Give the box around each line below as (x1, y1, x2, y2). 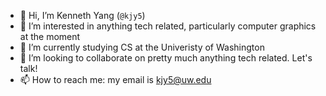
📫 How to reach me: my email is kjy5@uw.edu (19, 74, 212, 85)
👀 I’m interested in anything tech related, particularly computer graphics (19, 20, 317, 32)
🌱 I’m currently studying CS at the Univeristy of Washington (19, 41, 265, 53)
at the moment (19, 31, 81, 42)
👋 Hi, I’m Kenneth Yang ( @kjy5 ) (19, 10, 146, 21)
